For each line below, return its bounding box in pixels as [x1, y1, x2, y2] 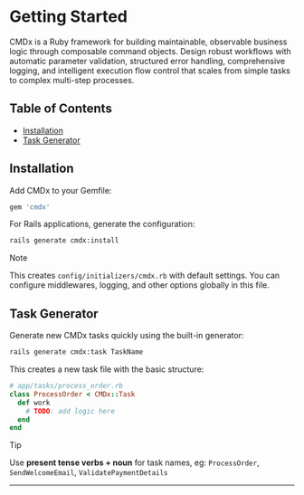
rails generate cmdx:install [9, 236, 119, 245]
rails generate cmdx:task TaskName [9, 347, 144, 357]
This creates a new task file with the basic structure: [9, 364, 204, 375]
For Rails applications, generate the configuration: [9, 219, 195, 230]
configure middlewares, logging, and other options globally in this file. [9, 280, 270, 290]
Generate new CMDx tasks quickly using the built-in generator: [9, 330, 244, 341]
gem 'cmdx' [9, 202, 51, 212]
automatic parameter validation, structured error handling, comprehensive [9, 55, 286, 66]
